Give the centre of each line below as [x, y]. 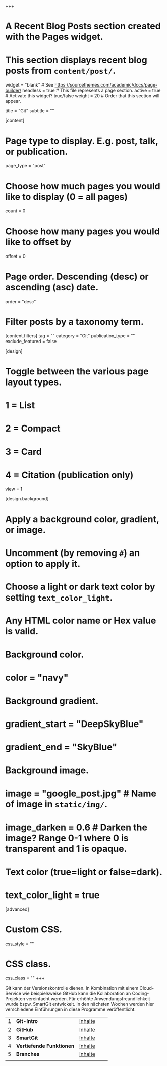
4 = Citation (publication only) [69, 475]
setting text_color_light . [59, 598]
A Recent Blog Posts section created [83, 26]
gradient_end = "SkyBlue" [61, 747]
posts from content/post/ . [61, 71]
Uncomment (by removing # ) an [73, 553]
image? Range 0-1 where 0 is [67, 838]
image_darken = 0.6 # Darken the [76, 827]
